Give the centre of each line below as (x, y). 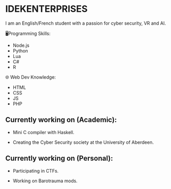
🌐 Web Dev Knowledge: (31, 77)
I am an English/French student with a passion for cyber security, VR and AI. (86, 23)
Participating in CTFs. (36, 171)
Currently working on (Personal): (59, 158)
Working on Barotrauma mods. (45, 181)
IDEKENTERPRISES (46, 9)
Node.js (21, 45)
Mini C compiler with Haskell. (43, 132)
